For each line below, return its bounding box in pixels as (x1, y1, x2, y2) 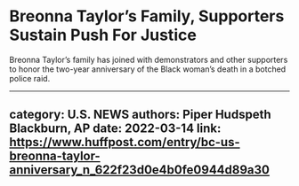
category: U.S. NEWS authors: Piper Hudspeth (9, 107, 271, 122)
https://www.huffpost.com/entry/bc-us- (9, 135, 240, 150)
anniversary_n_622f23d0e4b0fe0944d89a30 (9, 162, 270, 178)
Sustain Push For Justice (9, 25, 198, 45)
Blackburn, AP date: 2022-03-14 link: (9, 121, 222, 136)
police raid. (9, 73, 51, 83)
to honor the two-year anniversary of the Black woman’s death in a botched (9, 64, 287, 74)
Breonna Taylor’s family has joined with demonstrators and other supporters (9, 54, 288, 65)
